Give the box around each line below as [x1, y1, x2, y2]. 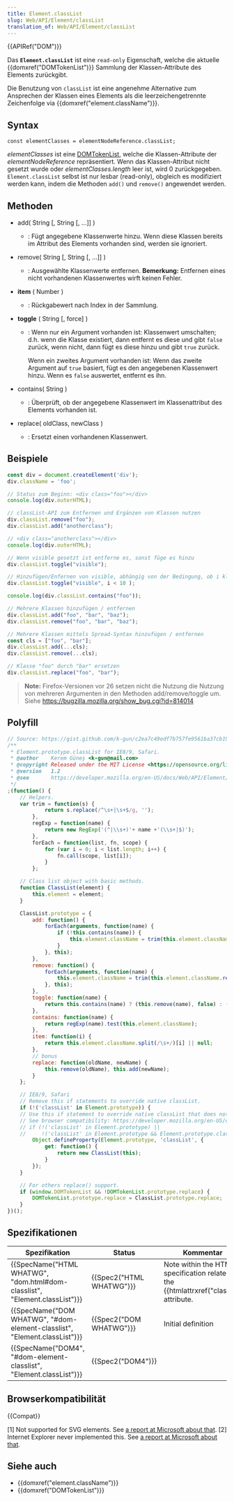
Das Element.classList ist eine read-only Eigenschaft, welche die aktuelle [7, 56, 219, 64]
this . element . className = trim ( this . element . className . [56, 975, 223, 982]
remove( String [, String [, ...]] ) [17, 253, 107, 261]
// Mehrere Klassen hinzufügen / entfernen [7, 605, 136, 612]
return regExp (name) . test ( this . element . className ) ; [44, 1020, 198, 1027]
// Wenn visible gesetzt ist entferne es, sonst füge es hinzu [7, 554, 195, 561]
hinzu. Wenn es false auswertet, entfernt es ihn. [27, 371, 167, 379]
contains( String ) [17, 385, 68, 393]
